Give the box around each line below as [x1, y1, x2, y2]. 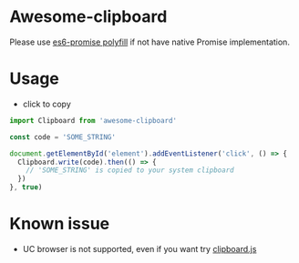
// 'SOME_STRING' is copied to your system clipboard [26, 166, 234, 175]
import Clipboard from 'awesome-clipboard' [9, 116, 178, 125]
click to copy [22, 98, 71, 109]
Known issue [9, 214, 110, 234]
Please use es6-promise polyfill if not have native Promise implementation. [9, 36, 290, 47]
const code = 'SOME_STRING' [9, 132, 117, 142]
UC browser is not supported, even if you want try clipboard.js [22, 243, 257, 254]
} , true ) [9, 183, 43, 192]
